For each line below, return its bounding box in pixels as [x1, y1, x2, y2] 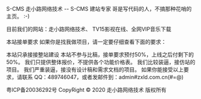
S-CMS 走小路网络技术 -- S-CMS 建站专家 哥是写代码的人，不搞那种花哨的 [6, 5, 192, 12]
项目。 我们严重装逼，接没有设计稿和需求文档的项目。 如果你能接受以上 [6, 66, 184, 73]
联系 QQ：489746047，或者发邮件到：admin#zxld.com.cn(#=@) [22, 74, 184, 80]
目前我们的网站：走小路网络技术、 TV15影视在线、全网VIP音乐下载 [6, 26, 171, 32]
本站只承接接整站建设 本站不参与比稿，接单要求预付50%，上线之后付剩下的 [6, 51, 194, 58]
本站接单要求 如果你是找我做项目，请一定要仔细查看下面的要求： [6, 38, 167, 45]
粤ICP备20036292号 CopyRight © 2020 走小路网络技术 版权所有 [6, 86, 167, 93]
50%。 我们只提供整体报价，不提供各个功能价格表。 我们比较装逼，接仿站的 [6, 59, 196, 65]
